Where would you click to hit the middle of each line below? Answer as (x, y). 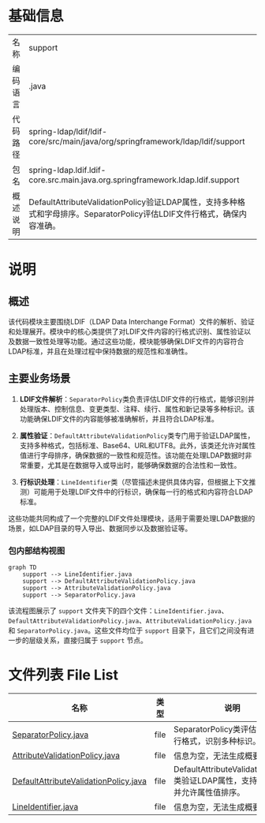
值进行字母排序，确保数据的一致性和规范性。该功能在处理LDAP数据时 (132, 455)
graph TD (22, 568)
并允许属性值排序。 (209, 792)
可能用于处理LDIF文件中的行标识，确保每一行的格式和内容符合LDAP (143, 492)
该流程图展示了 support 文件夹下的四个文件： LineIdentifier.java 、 (118, 611)
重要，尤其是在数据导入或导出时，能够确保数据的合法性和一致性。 (134, 465)
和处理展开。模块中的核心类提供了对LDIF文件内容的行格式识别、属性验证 (126, 331)
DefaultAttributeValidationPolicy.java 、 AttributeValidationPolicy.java (130, 621)
